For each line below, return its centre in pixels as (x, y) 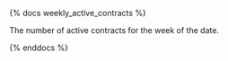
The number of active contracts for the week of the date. (114, 30)
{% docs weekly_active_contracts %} (78, 13)
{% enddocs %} (39, 48)
